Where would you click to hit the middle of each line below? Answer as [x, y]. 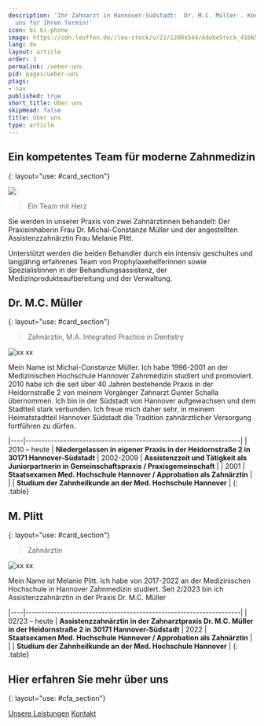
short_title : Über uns [45, 103]
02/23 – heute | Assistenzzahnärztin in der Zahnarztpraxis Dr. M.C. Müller [131, 621]
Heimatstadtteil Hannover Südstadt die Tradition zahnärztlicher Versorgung [130, 418]
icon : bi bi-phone [38, 30]
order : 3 [22, 60]
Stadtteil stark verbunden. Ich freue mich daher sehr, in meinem [111, 409]
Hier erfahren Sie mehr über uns [88, 679]
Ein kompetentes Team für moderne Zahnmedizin [132, 157]
